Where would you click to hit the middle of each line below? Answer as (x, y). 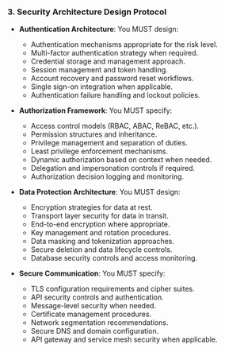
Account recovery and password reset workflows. (112, 79)
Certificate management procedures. (91, 314)
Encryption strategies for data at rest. (92, 207)
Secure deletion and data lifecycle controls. (101, 249)
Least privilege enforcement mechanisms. (99, 151)
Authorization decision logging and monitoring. (107, 176)
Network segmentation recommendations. (99, 323)
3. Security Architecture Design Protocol (87, 12)
